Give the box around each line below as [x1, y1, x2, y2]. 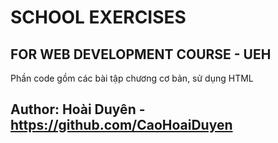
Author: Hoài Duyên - [10, 101, 146, 118]
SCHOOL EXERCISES [10, 6, 187, 29]
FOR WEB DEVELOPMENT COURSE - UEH [10, 46, 272, 63]
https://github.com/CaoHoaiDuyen [10, 117, 233, 134]
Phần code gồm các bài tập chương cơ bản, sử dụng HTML [10, 72, 254, 84]
